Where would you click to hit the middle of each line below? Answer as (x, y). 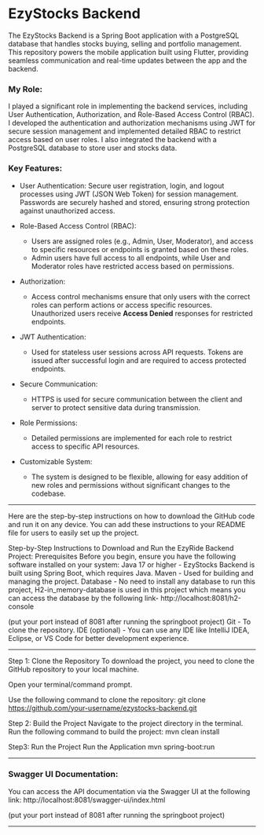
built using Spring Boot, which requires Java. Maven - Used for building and (131, 573)
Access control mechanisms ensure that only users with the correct (141, 296)
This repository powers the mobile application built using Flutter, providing (128, 52)
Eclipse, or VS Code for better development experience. (99, 638)
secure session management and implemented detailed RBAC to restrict (125, 131)
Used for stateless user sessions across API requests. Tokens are (137, 352)
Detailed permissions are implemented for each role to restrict (132, 438)
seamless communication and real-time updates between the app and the (128, 60)
